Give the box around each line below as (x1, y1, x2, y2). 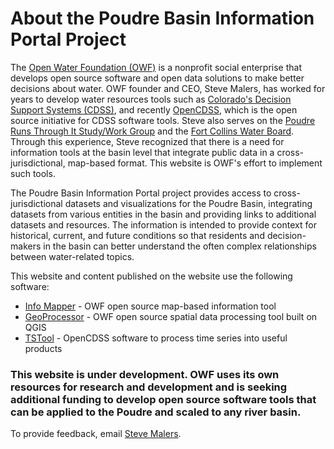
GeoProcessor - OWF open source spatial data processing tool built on (24, 310, 318, 322)
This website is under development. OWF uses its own (10, 367, 280, 381)
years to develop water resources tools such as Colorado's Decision (10, 93, 292, 105)
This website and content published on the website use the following (10, 270, 293, 282)
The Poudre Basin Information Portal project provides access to (10, 187, 272, 199)
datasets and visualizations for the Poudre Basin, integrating (64, 197, 313, 209)
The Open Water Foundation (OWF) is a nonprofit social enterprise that (10, 61, 303, 73)
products (24, 342, 63, 354)
